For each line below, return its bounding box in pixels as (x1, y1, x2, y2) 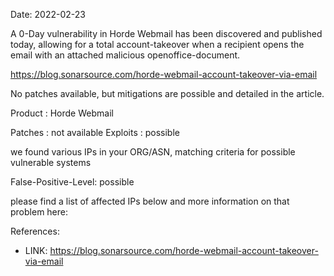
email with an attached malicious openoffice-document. (10, 49, 241, 61)
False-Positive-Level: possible (10, 176, 135, 188)
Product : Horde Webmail (10, 107, 114, 119)
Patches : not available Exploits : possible (10, 127, 180, 138)
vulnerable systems (10, 157, 92, 168)
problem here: (10, 206, 69, 218)
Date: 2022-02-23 (10, 9, 86, 20)
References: (10, 225, 60, 237)
